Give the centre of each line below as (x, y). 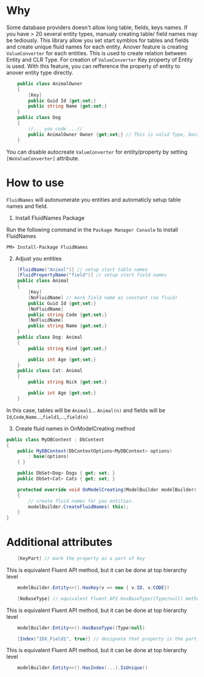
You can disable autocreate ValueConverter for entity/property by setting (97, 152)
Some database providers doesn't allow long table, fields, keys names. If (97, 27)
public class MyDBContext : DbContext (55, 440)
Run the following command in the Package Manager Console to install (92, 230)
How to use (35, 182)
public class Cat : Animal (50, 371)
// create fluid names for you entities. (81, 501)
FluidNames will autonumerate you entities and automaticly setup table (93, 199)
